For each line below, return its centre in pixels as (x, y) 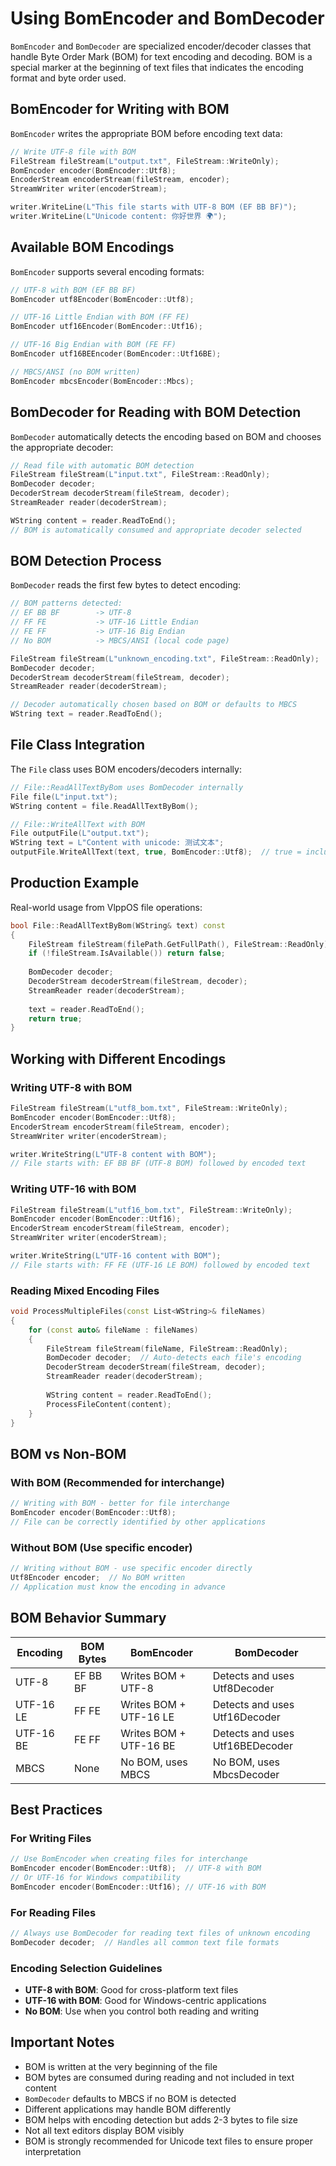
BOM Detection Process (86, 561)
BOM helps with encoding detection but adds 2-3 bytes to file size (161, 2119)
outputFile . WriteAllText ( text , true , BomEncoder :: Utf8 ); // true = (156, 852)
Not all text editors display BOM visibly (104, 2130)
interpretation (53, 2151)
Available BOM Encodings (92, 247)
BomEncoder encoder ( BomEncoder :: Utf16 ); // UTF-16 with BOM (138, 1887)
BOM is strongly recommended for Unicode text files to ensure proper (169, 2141)
